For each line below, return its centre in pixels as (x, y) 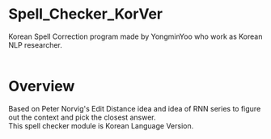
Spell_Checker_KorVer (86, 14)
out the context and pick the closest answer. (82, 117)
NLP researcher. (35, 44)
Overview (42, 86)
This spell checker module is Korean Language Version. (101, 125)
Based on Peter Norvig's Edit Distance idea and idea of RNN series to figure (135, 108)
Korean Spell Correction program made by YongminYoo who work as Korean (135, 36)
